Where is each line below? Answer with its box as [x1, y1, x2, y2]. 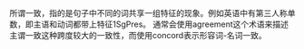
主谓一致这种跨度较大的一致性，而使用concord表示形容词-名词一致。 [9, 30, 268, 40]
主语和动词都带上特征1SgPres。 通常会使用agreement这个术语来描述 [33, 19, 289, 29]
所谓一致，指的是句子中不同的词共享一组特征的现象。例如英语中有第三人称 [9, 8, 288, 18]
